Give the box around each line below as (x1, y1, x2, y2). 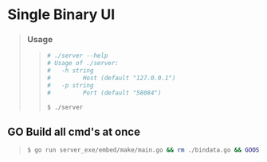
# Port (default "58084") (46, 89, 162, 97)
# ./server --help (46, 52, 108, 60)
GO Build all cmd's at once (7, 125, 141, 138)
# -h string (46, 67, 94, 75)
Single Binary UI (7, 6, 116, 24)
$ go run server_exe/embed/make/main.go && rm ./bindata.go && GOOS (26, 146, 260, 154)
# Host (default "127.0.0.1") (46, 74, 176, 83)
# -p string (46, 81, 94, 89)
